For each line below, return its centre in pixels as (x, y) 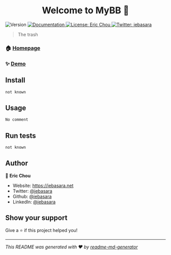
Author (17, 163)
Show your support (36, 218)
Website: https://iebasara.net (43, 186)
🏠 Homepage (23, 48)
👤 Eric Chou (18, 175)
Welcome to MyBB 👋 (85, 10)
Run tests (21, 136)
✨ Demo (16, 63)
